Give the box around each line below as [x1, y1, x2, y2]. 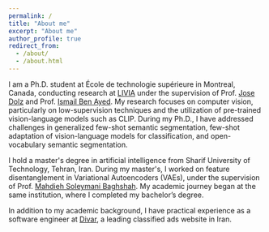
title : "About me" [8, 19, 70, 28]
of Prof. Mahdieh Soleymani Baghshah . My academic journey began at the [8, 181, 257, 191]
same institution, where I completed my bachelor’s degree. [8, 190, 204, 200]
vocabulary [8, 140, 46, 149]
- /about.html [15, 58, 63, 66]
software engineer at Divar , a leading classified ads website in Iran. [8, 214, 233, 224]
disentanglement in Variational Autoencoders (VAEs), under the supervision [8, 172, 261, 183]
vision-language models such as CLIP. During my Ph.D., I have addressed [8, 114, 254, 123]
